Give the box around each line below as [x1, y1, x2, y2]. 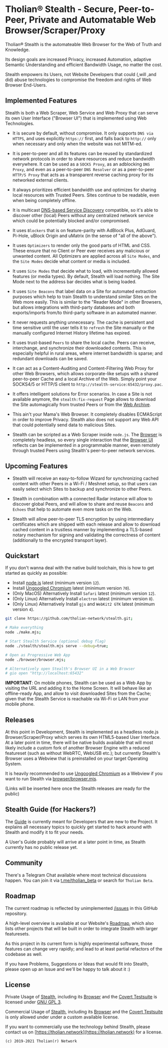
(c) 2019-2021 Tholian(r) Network [5, 1039, 77, 1044]
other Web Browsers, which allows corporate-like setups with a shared [12, 370, 158, 376]
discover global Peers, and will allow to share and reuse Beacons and [12, 501, 153, 507]
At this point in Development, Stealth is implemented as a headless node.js [5, 729, 159, 735]
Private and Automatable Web [29, 14, 156, 26]
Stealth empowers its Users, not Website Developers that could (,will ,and [5, 71, 156, 77]
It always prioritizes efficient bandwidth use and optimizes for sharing [12, 187, 156, 193]
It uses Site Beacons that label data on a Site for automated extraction [12, 288, 156, 294]
